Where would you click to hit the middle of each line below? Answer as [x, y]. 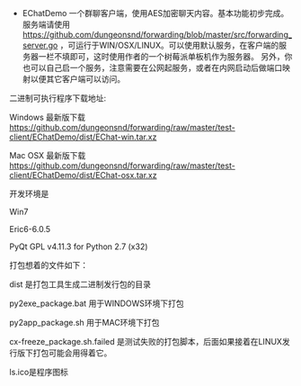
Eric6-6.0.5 [30, 229]
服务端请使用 [46, 24]
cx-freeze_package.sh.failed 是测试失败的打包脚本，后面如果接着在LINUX [146, 341]
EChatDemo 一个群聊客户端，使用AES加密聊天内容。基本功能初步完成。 [155, 13]
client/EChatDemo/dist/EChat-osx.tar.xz [83, 175]
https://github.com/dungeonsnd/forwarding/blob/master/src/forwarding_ [157, 35]
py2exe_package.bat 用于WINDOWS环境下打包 [97, 303]
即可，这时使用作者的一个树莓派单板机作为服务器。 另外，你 [181, 56]
